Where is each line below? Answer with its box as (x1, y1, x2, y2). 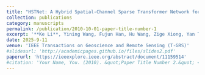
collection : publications (6, 15, 72, 21)
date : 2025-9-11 (6, 37, 48, 43)
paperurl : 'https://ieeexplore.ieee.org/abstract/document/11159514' (6, 54, 187, 60)
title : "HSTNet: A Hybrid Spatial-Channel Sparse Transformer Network (6, 8, 190, 15)
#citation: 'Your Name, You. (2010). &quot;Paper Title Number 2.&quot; (6, 59, 195, 65)
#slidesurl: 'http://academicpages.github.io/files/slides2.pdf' (6, 48, 176, 54)
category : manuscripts (6, 20, 64, 26)
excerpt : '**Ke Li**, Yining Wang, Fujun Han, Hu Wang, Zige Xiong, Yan (6, 31, 195, 37)
